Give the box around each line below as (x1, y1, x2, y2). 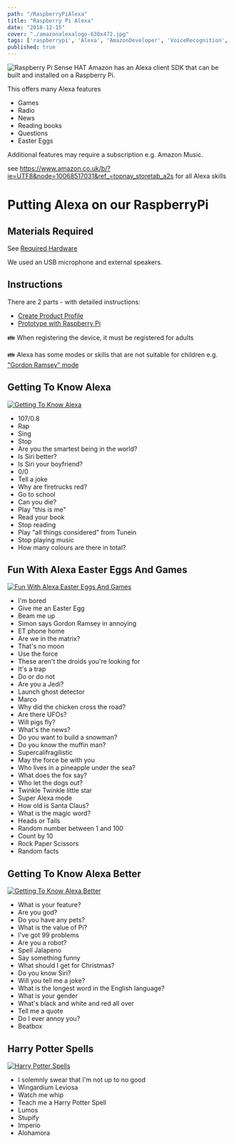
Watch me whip (17, 1091, 64, 1099)
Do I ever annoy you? (17, 1014, 81, 1023)
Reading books (17, 121, 62, 129)
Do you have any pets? (17, 916, 86, 924)
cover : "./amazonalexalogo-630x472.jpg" (7, 30, 130, 38)
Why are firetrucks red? (17, 482, 88, 491)
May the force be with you (17, 756, 95, 764)
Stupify (17, 1114, 39, 1122)
